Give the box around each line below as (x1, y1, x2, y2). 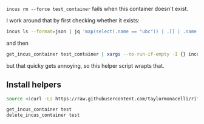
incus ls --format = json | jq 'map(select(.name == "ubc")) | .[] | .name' (6, 28, 200, 34)
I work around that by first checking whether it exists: (6, 17, 140, 24)
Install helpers (6, 80, 62, 90)
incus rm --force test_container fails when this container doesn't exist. (6, 5, 189, 12)
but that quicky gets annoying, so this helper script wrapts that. (6, 62, 165, 69)
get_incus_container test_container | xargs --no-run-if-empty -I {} (6, 51, 186, 57)
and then (6, 39, 29, 47)
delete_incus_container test (6, 112, 80, 119)
